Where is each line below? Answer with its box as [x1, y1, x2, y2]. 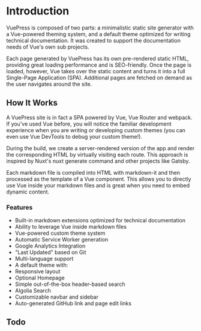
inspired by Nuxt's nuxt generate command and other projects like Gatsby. [6, 157, 190, 165]
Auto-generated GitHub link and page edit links [14, 300, 132, 307]
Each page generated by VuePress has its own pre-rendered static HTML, [6, 55, 189, 62]
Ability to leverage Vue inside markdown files [14, 223, 127, 231]
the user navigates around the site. [6, 80, 92, 88]
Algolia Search [14, 287, 51, 294]
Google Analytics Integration [14, 242, 86, 250]
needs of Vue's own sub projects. [6, 43, 89, 50]
